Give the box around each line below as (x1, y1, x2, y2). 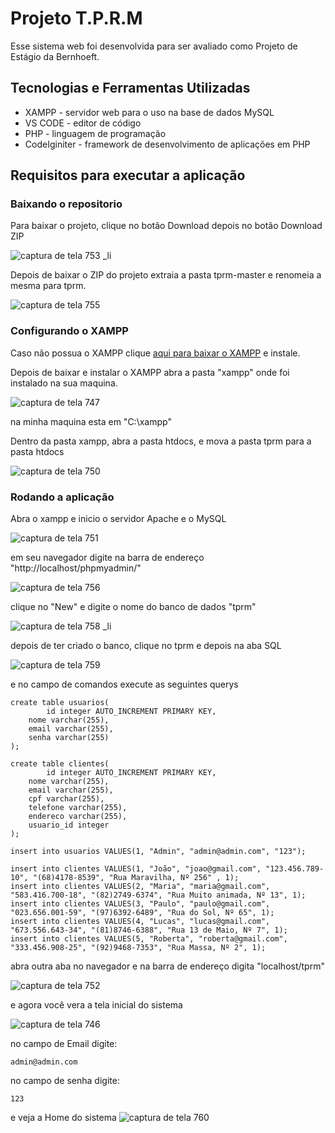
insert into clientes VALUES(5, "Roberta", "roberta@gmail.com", (10, 934, 288, 944)
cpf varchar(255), (28, 794, 105, 804)
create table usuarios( (10, 698, 110, 708)
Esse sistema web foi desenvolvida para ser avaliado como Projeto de (10, 40, 298, 52)
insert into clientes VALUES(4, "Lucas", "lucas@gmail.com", (10, 917, 271, 927)
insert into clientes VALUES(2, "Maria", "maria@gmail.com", (10, 882, 271, 892)
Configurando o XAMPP (10, 324, 129, 338)
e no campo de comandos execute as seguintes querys (10, 678, 239, 691)
